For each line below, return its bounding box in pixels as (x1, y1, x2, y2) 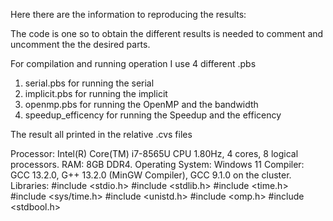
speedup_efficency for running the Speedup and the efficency (24, 109, 282, 121)
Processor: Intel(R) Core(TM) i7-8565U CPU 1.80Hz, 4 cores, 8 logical (10, 148, 299, 159)
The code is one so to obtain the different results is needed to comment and (10, 28, 324, 39)
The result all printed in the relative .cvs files (10, 129, 193, 140)
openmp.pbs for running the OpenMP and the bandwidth (24, 99, 259, 110)
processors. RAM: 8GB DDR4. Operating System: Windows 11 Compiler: (10, 159, 305, 170)
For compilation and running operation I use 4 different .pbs (10, 58, 257, 69)
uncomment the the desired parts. (10, 39, 151, 50)
